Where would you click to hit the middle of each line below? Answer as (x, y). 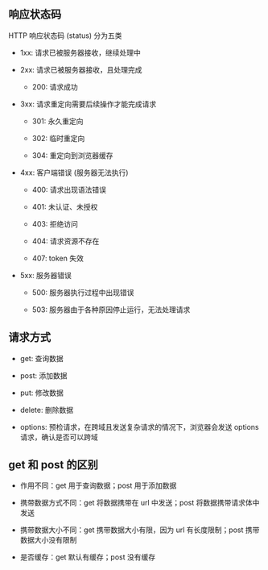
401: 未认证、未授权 (65, 206)
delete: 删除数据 (47, 410)
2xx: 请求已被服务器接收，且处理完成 (81, 69)
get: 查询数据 (42, 358)
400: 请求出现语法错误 (69, 189)
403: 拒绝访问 (55, 223)
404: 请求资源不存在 (66, 241)
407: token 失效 (58, 258)
